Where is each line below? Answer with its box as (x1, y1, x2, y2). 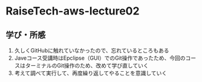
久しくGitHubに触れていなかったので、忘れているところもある (14, 47, 170, 54)
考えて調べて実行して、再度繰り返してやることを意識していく (14, 69, 168, 77)
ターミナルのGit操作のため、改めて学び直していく (25, 62, 149, 69)
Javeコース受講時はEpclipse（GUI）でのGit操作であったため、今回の (14, 54, 186, 61)
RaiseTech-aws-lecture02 (5, 4, 140, 18)
